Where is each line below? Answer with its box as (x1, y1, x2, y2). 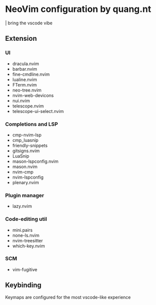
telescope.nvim (12, 103, 44, 109)
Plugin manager (5, 192, 44, 199)
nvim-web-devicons (12, 92, 54, 98)
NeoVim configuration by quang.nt (5, 3, 152, 15)
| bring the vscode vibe (5, 20, 53, 26)
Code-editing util (5, 215, 47, 222)
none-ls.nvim (12, 232, 40, 238)
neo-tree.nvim (12, 87, 42, 93)
